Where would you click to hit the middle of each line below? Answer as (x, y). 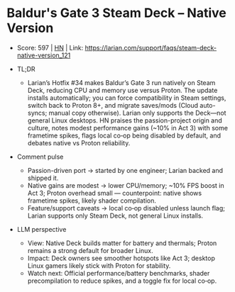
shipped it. (43, 178)
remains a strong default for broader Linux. (90, 250)
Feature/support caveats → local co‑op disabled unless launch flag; (126, 208)
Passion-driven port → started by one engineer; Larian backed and (125, 170)
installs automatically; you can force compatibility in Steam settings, (127, 98)
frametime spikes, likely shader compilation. (92, 201)
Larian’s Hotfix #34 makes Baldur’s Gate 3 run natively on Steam (121, 82)
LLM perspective (42, 229)
